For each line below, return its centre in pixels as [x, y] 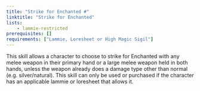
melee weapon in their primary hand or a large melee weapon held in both [97, 62]
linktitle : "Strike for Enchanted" [50, 17]
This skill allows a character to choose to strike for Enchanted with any [93, 56]
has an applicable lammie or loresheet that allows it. [70, 81]
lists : [14, 23]
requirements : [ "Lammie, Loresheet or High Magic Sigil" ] [80, 39]
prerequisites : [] [29, 34]
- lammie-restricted [42, 28]
